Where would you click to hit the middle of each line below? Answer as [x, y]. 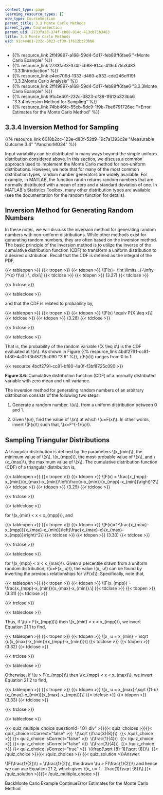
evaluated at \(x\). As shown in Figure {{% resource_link [61, 351]
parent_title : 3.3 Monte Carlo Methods [45, 23]
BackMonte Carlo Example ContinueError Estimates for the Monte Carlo [77, 783]
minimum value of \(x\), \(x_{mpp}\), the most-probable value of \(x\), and [79, 457]
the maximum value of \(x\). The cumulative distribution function [93, 462]
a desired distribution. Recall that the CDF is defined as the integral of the [79, 256]
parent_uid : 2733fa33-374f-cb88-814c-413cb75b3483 [57, 32]
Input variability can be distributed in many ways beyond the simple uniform [81, 153]
